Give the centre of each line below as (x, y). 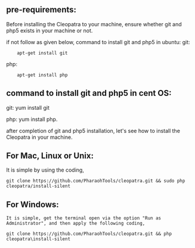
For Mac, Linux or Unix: (50, 156)
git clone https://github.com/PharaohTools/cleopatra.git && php (89, 234)
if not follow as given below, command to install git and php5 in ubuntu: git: (98, 42)
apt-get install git (42, 53)
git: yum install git (28, 107)
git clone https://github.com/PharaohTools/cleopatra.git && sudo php (96, 181)
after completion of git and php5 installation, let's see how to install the (93, 131)
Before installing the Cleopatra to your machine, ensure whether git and (94, 24)
